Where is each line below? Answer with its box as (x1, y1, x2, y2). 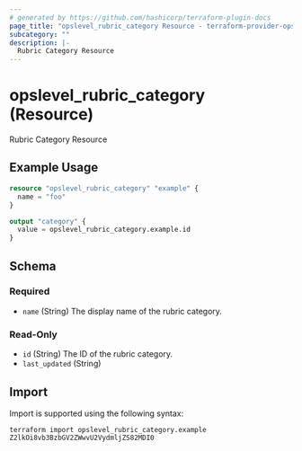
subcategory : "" (9, 30, 70, 39)
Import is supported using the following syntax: (9, 408, 184, 419)
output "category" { (9, 217, 87, 225)
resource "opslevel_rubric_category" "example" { (9, 183, 200, 193)
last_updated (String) (22, 358, 102, 369)
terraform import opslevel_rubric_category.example (9, 425, 207, 434)
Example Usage (9, 160, 99, 175)
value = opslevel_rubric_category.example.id (17, 225, 191, 234)
